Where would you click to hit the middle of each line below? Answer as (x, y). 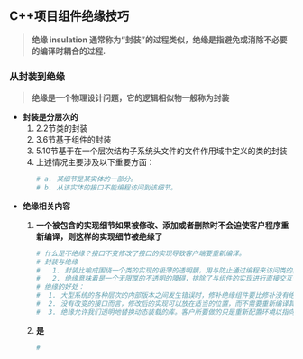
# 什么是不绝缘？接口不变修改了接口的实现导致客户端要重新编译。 (141, 253)
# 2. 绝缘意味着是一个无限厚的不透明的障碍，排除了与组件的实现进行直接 (157, 279)
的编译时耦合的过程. (69, 51)
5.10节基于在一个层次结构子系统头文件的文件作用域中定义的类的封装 (161, 151)
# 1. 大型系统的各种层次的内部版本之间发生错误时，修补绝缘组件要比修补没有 (162, 296)
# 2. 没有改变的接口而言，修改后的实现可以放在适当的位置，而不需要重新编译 (162, 304)
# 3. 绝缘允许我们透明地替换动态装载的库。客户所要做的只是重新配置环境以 (159, 312)
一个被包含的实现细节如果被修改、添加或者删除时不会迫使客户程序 (158, 225)
